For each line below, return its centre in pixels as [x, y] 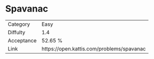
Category [19, 24]
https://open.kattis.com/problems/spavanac [93, 48]
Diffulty [16, 32]
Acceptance [22, 40]
